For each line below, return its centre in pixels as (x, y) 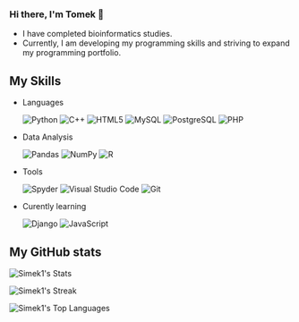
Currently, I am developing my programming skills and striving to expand (156, 43)
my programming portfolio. (72, 53)
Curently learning (54, 207)
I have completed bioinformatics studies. (97, 34)
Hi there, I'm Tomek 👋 (57, 14)
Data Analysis (47, 137)
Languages (43, 103)
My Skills (35, 81)
